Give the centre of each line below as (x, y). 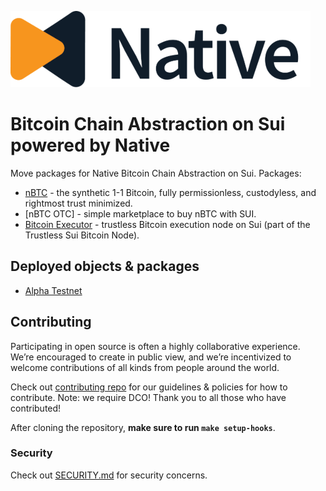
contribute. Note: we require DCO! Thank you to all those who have (148, 397)
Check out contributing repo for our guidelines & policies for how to (149, 387)
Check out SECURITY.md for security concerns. (109, 475)
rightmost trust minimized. (78, 203)
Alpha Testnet (53, 290)
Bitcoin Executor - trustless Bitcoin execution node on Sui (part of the (167, 224)
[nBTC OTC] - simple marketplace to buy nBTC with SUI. (140, 213)
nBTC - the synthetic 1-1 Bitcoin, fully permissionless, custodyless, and (170, 192)
